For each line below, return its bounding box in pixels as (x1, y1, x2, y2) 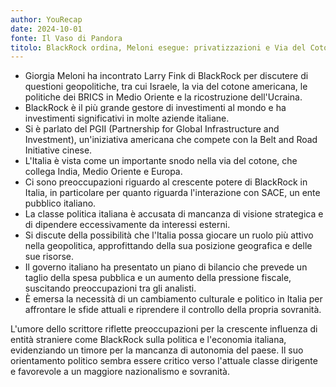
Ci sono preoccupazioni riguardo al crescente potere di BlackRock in (24, 176, 308, 188)
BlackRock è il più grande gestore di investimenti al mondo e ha (24, 102, 287, 114)
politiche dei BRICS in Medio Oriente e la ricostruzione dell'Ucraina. (24, 91, 303, 103)
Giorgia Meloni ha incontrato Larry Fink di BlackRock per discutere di (24, 70, 309, 82)
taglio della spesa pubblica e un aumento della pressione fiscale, (24, 272, 292, 284)
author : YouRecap (10, 14, 83, 25)
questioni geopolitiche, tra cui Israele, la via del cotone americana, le (24, 81, 308, 93)
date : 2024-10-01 (10, 24, 83, 34)
